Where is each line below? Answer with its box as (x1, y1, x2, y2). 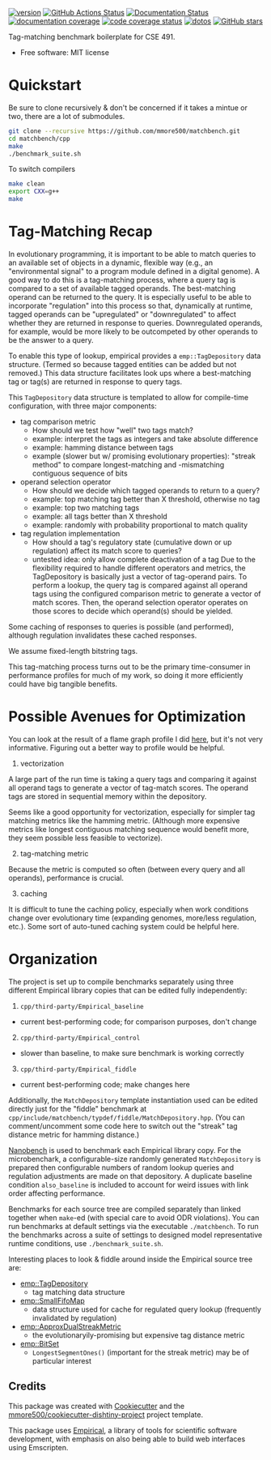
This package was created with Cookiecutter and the (8, 1401, 185, 1411)
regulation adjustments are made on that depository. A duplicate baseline (8, 1171, 252, 1180)
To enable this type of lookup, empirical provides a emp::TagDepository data (8, 351, 261, 361)
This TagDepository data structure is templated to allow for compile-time (8, 393, 249, 402)
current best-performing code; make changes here (19, 1079, 190, 1089)
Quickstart (8, 76, 83, 95)
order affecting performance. (8, 1188, 106, 1198)
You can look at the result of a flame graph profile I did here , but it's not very (8, 734, 263, 744)
